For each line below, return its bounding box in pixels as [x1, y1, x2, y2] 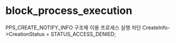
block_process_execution [5, 4, 132, 17]
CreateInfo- [142, 24, 170, 31]
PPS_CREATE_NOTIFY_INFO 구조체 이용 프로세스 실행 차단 [5, 24, 141, 31]
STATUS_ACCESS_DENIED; [51, 30, 116, 37]
